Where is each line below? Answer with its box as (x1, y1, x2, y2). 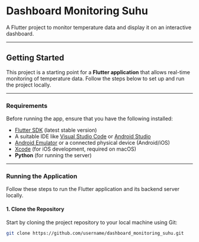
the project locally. (6, 81, 52, 88)
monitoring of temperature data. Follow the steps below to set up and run (6, 75, 185, 82)
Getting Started (6, 53, 65, 63)
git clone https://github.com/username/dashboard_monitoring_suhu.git (6, 230, 184, 236)
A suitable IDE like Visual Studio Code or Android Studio (14, 133, 151, 140)
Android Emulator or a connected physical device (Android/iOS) (14, 139, 171, 147)
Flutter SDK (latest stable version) (14, 126, 97, 134)
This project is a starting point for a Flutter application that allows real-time (6, 68, 191, 75)
